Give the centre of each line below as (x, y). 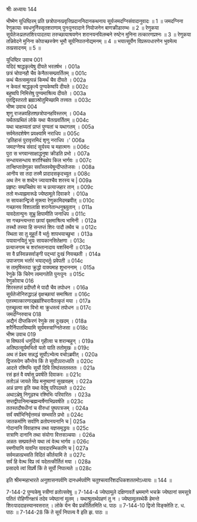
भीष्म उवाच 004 (22, 107)
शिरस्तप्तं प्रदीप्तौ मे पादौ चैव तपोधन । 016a (47, 287)
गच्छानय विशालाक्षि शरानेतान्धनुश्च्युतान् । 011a (49, 207)
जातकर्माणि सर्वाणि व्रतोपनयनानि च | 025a (46, 421)
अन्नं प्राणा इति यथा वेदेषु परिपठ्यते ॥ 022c (46, 388)
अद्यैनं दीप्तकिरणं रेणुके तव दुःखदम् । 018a (47, 321)
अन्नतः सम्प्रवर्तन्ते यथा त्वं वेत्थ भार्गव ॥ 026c (48, 441)
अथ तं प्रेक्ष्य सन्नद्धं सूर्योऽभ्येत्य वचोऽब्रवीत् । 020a (52, 354)
